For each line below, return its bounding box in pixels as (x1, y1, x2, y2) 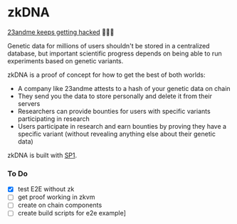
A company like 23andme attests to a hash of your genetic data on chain (17, 84, 231, 92)
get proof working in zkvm (17, 193, 95, 201)
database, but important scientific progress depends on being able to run (7, 49, 222, 58)
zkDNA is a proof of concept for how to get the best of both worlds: (7, 70, 206, 79)
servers (17, 99, 41, 107)
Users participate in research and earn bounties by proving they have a (17, 122, 226, 130)
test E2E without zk (17, 185, 75, 193)
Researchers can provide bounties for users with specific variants (17, 107, 211, 115)
